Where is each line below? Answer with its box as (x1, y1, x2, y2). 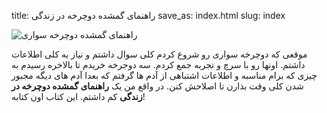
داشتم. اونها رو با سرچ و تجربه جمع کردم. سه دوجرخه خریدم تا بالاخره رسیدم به (11, 59, 306, 70)
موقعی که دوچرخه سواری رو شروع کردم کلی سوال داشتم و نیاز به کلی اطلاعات (11, 48, 308, 60)
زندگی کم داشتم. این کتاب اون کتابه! (11, 91, 146, 102)
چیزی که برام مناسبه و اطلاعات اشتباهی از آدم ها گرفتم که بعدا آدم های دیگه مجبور (11, 70, 318, 81)
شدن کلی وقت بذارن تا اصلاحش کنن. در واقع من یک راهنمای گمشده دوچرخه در (11, 80, 304, 92)
